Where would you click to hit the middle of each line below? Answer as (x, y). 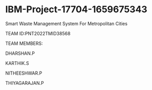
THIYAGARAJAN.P (25, 83)
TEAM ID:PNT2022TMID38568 (38, 33)
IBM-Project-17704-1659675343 (76, 9)
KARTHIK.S (17, 63)
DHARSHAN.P (20, 53)
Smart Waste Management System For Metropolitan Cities (67, 24)
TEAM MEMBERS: (24, 43)
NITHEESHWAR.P (24, 73)
